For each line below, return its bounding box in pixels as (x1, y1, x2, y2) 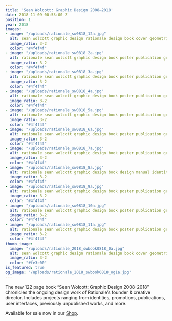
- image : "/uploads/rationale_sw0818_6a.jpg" (5, 127, 104, 132)
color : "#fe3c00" (10, 260, 47, 266)
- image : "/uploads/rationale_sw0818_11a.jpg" (5, 222, 106, 227)
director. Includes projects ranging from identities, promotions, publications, (5, 294, 165, 300)
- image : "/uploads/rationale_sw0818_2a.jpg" (5, 50, 104, 55)
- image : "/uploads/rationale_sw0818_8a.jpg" (5, 165, 104, 170)
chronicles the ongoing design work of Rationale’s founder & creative (5, 289, 151, 295)
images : (5, 27, 22, 32)
